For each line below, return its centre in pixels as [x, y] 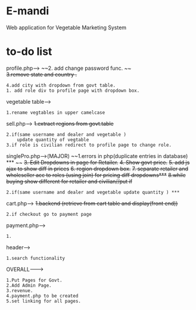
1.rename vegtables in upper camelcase [56, 112]
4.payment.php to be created [42, 296]
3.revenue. [20, 290]
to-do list [29, 52]
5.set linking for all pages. [44, 301]
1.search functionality [36, 258]
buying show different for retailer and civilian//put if [69, 181]
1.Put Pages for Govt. [34, 280]
